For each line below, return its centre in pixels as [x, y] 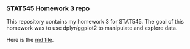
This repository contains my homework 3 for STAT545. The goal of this [95, 22]
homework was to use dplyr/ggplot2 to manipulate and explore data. [92, 28]
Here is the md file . [30, 40]
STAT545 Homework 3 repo [48, 8]
